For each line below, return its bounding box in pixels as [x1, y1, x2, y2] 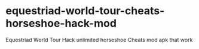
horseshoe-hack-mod [5, 17, 117, 30]
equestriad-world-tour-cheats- [5, 4, 165, 18]
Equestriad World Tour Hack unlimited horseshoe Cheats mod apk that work [5, 36, 193, 43]
